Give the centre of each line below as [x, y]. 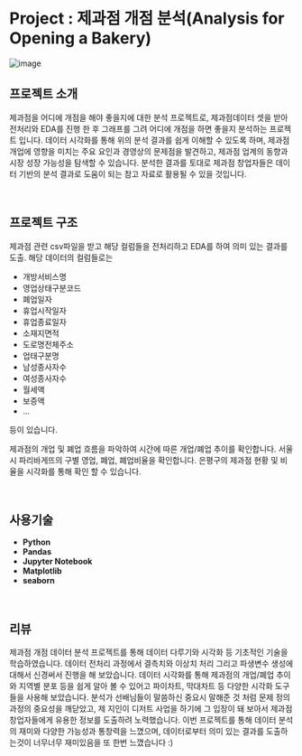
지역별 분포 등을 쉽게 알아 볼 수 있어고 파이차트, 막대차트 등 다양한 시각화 [146, 686]
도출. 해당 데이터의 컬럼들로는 [61, 257]
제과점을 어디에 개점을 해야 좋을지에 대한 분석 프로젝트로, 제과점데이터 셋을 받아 [149, 117]
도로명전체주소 [48, 344]
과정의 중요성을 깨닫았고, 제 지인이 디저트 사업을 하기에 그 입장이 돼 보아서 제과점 [151, 709]
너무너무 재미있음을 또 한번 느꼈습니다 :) [103, 742]
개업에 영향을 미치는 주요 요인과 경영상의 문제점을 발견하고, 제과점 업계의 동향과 [149, 151]
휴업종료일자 [45, 322]
